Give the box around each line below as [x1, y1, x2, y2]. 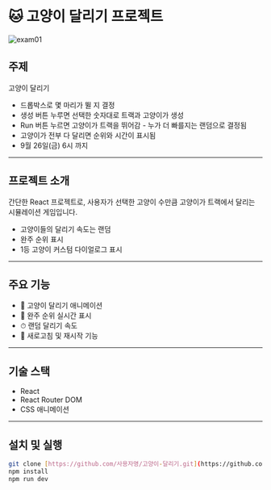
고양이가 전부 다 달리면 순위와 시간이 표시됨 [19, 130, 156, 140]
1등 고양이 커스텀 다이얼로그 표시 [19, 244, 123, 254]
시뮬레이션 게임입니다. [8, 207, 78, 216]
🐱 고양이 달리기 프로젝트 [8, 7, 164, 26]
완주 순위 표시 [19, 234, 64, 244]
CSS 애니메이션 [19, 404, 70, 414]
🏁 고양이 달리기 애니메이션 [19, 300, 103, 311]
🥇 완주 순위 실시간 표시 [19, 311, 92, 320]
